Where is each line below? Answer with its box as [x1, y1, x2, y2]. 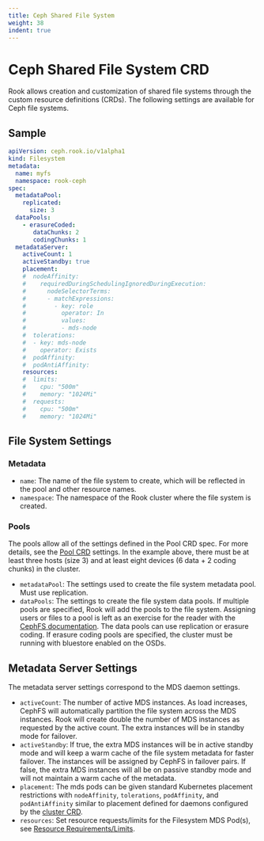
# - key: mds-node [22, 338, 87, 347]
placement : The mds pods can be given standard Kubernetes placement [19, 782, 253, 792]
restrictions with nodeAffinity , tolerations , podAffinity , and [19, 790, 219, 800]
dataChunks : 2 [32, 228, 80, 236]
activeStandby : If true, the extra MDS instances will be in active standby [19, 740, 254, 749]
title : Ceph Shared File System [8, 11, 115, 20]
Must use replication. [19, 588, 89, 598]
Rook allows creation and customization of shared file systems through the [8, 86, 251, 96]
